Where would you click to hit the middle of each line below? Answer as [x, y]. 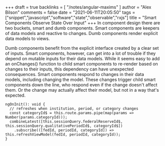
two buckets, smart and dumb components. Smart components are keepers [82, 28]
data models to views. [27, 38]
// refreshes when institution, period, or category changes [74, 109]
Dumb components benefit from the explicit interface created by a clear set [82, 48]
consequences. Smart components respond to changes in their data [75, 74]
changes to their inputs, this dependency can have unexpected [69, 69]
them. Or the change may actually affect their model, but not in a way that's [82, 90]
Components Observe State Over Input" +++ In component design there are [83, 23]
